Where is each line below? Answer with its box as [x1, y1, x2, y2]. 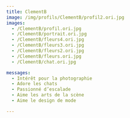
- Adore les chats [11, 81, 58, 87]
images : [6, 20, 26, 26]
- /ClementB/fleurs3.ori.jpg [11, 43, 84, 49]
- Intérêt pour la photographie [11, 75, 93, 81]
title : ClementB [6, 8, 47, 15]
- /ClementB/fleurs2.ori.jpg [11, 48, 84, 54]
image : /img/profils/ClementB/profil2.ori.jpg [6, 14, 125, 20]
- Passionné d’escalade [11, 86, 71, 93]
